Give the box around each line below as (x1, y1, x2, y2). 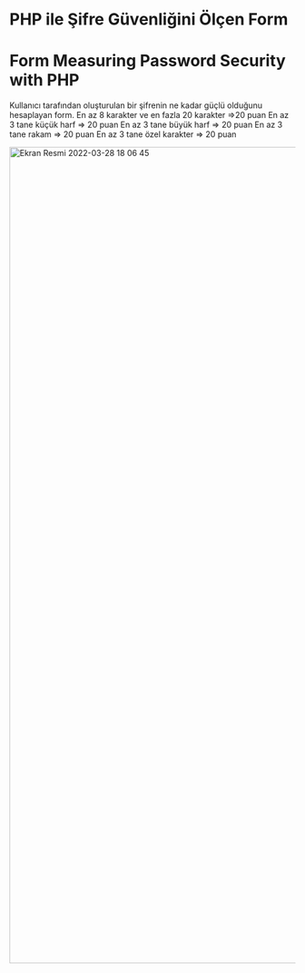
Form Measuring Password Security (9, 51, 286, 72)
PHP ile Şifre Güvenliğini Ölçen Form (9, 9, 289, 30)
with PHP (9, 70, 80, 91)
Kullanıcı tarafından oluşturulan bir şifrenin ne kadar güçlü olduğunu (9, 100, 263, 111)
